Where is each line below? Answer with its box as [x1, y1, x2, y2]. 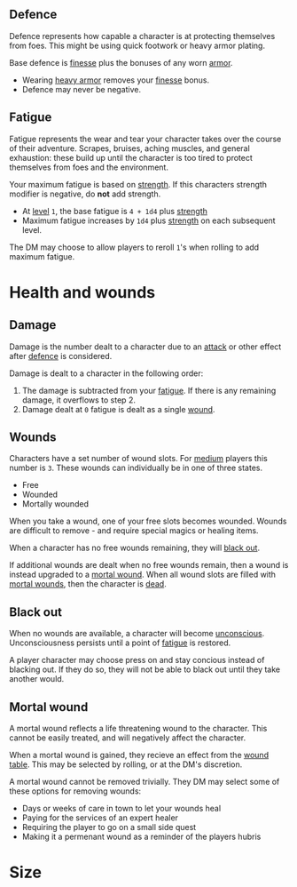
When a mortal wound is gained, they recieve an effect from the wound [9, 750, 269, 761]
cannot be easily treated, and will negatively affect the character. [9, 732, 246, 743]
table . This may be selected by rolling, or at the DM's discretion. [9, 759, 243, 770]
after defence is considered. [9, 350, 113, 361]
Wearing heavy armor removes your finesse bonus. [21, 75, 210, 85]
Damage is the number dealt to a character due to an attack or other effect [9, 341, 282, 352]
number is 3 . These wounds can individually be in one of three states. [9, 462, 263, 474]
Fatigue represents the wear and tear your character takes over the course [9, 133, 282, 144]
